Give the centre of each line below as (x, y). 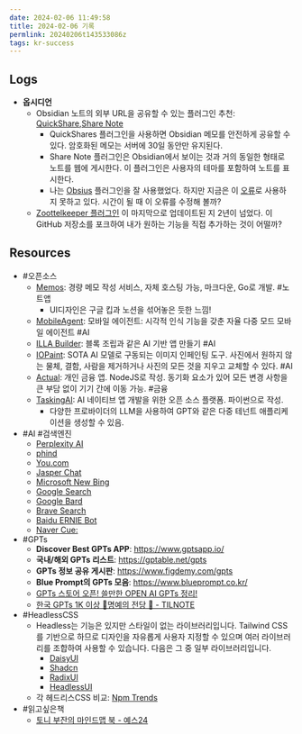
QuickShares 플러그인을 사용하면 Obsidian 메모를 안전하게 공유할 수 (170, 134)
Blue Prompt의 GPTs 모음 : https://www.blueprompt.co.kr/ (142, 582)
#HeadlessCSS (50, 614)
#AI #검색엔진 (47, 433)
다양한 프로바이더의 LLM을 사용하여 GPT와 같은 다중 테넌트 (153, 411)
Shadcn (64, 667)
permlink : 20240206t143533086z (68, 34)
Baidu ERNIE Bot (66, 520)
